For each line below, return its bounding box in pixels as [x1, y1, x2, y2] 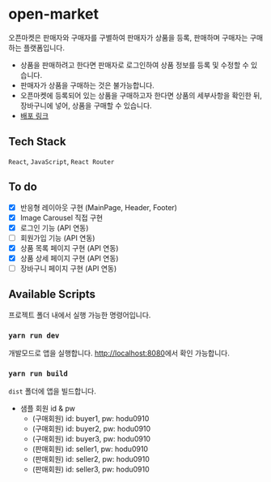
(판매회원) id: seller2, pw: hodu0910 [32, 454, 150, 464]
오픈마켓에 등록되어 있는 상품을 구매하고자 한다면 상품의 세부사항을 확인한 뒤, [19, 90, 263, 100]
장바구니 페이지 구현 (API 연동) [19, 263, 117, 273]
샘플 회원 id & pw [19, 403, 75, 414]
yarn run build [8, 369, 69, 378]
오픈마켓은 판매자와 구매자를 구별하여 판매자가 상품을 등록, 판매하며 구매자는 [8, 32, 248, 42]
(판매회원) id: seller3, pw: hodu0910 [32, 464, 150, 475]
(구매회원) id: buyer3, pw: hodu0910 [32, 434, 151, 444]
